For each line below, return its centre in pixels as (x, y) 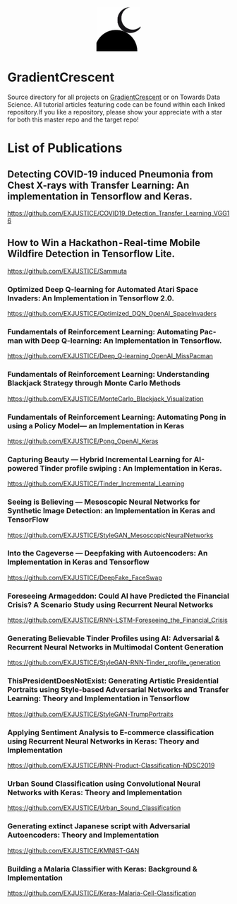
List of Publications (65, 148)
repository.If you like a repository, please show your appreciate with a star (115, 112)
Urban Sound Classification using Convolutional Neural (104, 783)
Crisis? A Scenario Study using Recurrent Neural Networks (110, 604)
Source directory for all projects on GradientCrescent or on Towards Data (114, 97)
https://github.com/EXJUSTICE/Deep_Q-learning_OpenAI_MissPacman (110, 356)
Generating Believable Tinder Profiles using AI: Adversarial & (114, 638)
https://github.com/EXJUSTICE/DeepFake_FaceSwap (85, 577)
